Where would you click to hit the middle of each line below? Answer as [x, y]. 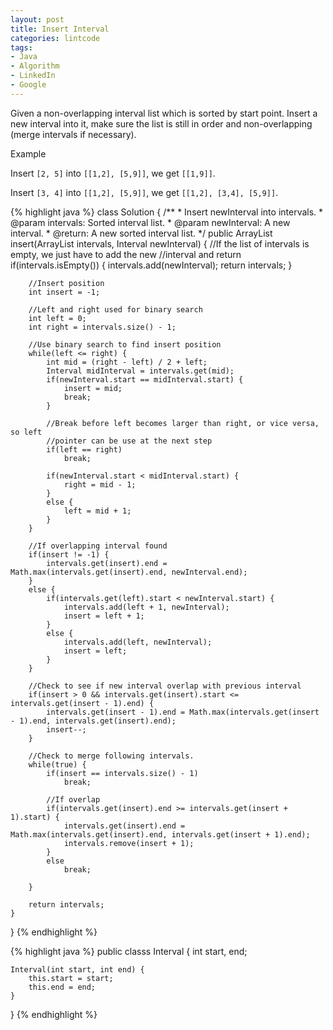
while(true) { [57, 764]
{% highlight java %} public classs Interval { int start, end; [129, 951]
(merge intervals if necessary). [73, 134]
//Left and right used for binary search [115, 309]
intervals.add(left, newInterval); [138, 642]
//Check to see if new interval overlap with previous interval [165, 686]
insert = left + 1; [104, 616]
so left [26, 432]
